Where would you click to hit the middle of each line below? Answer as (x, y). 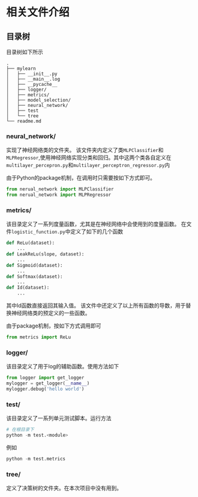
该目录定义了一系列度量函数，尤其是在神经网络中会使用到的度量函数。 (93, 224)
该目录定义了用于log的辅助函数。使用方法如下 (63, 367)
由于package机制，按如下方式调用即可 (54, 326)
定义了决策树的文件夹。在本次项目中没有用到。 (64, 488)
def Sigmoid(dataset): (34, 265)
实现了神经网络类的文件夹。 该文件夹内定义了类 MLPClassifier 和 (85, 150)
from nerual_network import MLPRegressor (59, 195)
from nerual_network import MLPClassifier (60, 189)
